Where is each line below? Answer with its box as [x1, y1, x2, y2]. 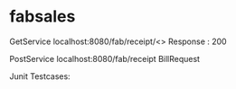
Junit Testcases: [9, 70, 71, 82]
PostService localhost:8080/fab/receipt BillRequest [9, 53, 201, 64]
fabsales [9, 6, 76, 27]
